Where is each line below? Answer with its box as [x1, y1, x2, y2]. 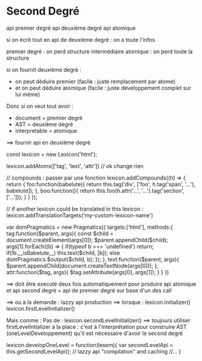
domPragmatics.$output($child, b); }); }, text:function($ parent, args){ [6, 255, 180, 263]
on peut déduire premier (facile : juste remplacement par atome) [15, 78, 176, 85]
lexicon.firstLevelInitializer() [6, 305, 75, 312]
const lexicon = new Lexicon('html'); [6, 150, 98, 158]
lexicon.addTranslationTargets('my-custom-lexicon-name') [6, 211, 153, 219]
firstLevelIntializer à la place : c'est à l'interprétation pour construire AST [6, 323, 187, 330]
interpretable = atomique [15, 127, 78, 134]
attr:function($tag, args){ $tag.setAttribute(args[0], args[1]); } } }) [6, 268, 169, 275]
